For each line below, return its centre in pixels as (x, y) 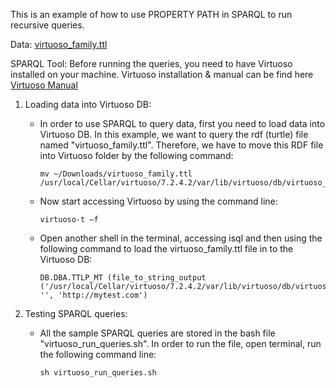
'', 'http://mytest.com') (93, 295)
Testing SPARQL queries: (76, 313)
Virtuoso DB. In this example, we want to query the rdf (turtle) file (174, 134)
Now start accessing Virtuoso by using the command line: (158, 201)
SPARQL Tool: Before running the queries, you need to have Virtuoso (151, 63)
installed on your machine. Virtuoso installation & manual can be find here (162, 74)
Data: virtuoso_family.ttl (59, 44)
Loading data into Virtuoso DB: (88, 104)
